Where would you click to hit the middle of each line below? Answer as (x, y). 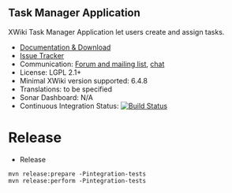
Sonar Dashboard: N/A (56, 97)
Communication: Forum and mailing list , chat (92, 64)
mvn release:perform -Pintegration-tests (77, 180)
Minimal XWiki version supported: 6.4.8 (84, 80)
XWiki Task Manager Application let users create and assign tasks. (116, 32)
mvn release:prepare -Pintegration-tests (77, 174)
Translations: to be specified (66, 89)
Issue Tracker (42, 55)
